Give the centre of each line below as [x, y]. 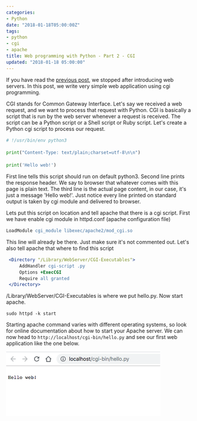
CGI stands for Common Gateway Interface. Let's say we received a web [94, 104]
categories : [21, 12]
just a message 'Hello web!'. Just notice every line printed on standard [91, 195]
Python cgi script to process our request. [56, 129]
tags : [13, 31]
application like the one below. [43, 343]
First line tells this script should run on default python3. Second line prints [96, 176]
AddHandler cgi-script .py [52, 266]
